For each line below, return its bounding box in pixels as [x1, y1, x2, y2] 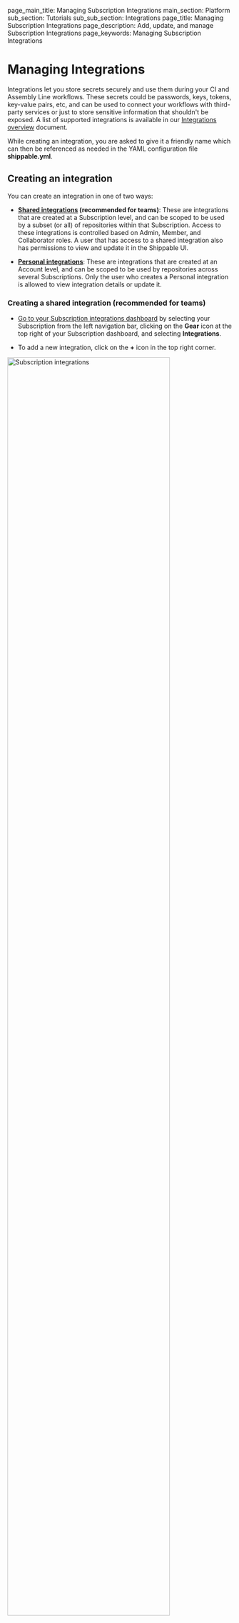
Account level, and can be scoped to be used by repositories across [17, 264, 218, 274]
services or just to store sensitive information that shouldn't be [24, 107, 209, 116]
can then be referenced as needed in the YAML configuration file [7, 144, 198, 153]
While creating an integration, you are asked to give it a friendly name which [7, 136, 231, 145]
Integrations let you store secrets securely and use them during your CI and [7, 85, 230, 94]
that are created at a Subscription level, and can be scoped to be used [17, 213, 225, 221]
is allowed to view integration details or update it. [17, 280, 162, 289]
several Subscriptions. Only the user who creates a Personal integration [17, 272, 229, 281]
